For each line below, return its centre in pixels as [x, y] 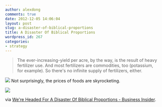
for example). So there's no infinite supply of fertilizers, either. [80, 70]
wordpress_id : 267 [24, 37]
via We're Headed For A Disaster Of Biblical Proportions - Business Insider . [81, 99]
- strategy [16, 46]
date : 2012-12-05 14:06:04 [33, 19]
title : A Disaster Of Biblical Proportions [50, 32]
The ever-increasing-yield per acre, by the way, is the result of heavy [87, 60]
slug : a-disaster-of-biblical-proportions [49, 28]
